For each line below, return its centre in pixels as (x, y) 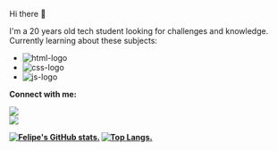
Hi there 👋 (28, 14)
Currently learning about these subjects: (84, 41)
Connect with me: (43, 94)
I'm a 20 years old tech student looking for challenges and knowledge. (139, 31)
